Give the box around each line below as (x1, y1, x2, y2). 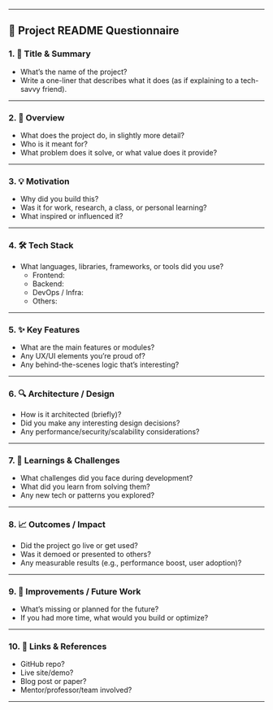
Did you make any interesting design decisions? (19, 418, 180, 428)
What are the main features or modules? (19, 342, 155, 352)
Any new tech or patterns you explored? (19, 490, 155, 500)
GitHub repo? (19, 660, 65, 669)
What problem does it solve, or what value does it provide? (19, 147, 218, 157)
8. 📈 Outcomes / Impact (8, 519, 106, 530)
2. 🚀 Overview (8, 111, 65, 123)
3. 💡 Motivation (8, 176, 70, 187)
